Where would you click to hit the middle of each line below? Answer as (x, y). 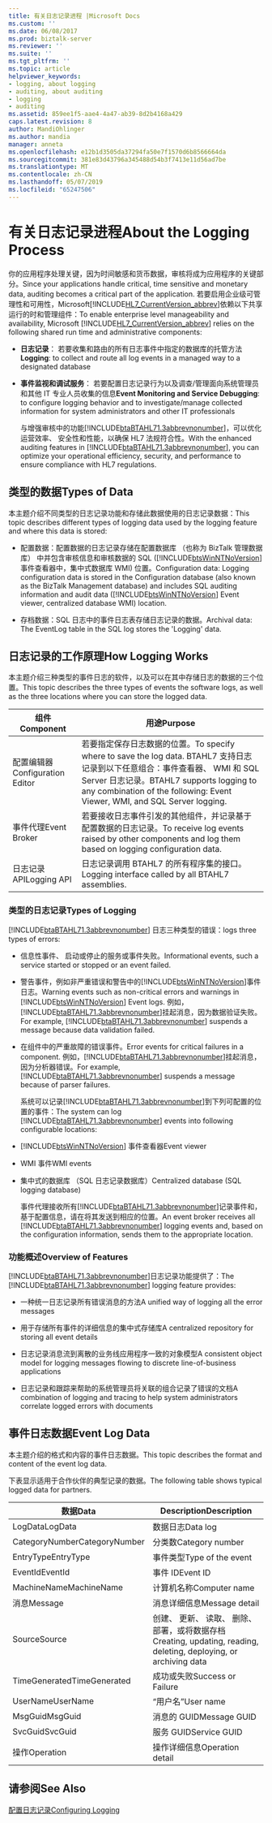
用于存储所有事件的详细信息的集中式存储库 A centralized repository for (137, 1328)
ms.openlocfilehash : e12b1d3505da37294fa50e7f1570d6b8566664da (117, 152)
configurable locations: (58, 1129)
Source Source (40, 1639)
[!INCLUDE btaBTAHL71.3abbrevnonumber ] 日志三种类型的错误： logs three (132, 930)
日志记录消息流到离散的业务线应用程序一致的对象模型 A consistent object (141, 1354)
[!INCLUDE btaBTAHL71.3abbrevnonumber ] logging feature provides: (122, 1285)
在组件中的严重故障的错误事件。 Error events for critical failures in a (132, 1046)
